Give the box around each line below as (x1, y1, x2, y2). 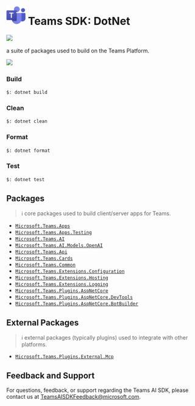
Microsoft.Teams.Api (15, 249, 68, 255)
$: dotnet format (6, 148, 51, 154)
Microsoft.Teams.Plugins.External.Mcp (15, 354, 114, 360)
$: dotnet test (6, 176, 45, 182)
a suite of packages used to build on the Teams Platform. (6, 47, 149, 54)
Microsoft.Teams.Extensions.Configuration (15, 268, 125, 275)
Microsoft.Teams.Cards (15, 255, 73, 262)
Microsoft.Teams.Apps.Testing (15, 230, 93, 236)
